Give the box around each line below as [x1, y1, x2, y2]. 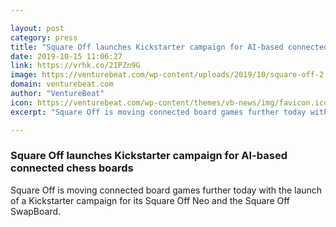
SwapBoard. [10, 205, 62, 217]
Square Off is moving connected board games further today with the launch [10, 184, 323, 196]
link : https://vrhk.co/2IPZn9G [10, 61, 141, 71]
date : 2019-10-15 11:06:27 [10, 51, 123, 61]
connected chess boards [10, 161, 134, 175]
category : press [10, 32, 78, 43]
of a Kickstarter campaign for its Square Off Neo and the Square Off [10, 194, 291, 206]
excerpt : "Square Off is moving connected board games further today [10, 107, 307, 117]
